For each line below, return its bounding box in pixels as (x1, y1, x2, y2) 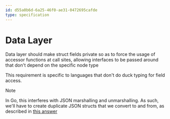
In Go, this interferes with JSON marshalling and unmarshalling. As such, (5, 97, 159, 104)
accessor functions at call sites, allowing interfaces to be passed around (5, 57, 159, 63)
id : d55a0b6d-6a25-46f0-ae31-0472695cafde (5, 7, 98, 13)
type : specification (5, 12, 50, 17)
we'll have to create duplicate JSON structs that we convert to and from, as (5, 103, 164, 109)
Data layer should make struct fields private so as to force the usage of (5, 51, 156, 57)
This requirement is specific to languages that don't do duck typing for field (5, 72, 165, 78)
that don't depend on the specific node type (5, 62, 99, 68)
